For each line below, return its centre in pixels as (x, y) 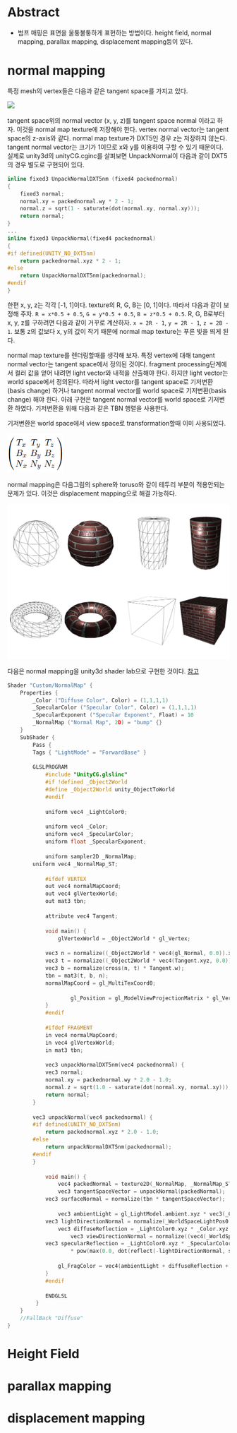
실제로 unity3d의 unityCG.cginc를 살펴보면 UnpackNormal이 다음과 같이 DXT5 (117, 155)
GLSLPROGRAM (50, 767)
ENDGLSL (56, 1296)
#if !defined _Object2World (86, 782)
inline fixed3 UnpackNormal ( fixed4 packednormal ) (82, 238)
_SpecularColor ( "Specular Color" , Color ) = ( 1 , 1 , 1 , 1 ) (115, 708)
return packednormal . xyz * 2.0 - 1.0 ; (102, 1132)
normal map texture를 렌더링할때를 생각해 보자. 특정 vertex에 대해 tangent (111, 355)
